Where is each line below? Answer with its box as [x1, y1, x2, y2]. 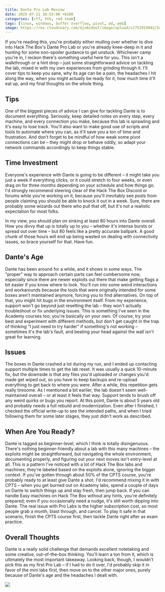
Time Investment [5, 159, 58, 167]
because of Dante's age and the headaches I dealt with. [5, 572, 118, 578]
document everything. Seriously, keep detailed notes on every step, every [5, 113, 155, 119]
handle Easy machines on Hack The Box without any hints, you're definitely [5, 493, 158, 499]
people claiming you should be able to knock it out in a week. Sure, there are [5, 197, 160, 204]
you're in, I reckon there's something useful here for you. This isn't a [5, 55, 143, 60]
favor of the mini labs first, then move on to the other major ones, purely [5, 567, 151, 573]
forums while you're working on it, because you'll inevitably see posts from [5, 193, 157, 198]
